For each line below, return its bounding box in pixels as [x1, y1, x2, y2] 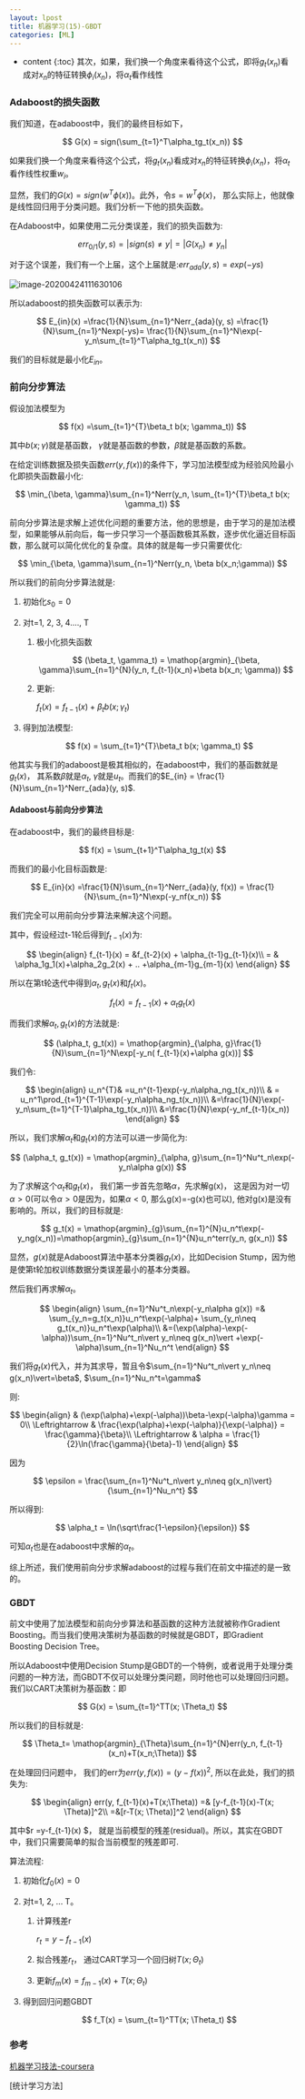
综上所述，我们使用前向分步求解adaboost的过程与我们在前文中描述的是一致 [9, 1562, 291, 1572]
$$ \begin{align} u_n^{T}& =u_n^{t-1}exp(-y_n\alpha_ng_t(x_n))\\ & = [25, 1084, 280, 1095]
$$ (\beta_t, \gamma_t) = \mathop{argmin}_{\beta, [72, 655, 261, 665]
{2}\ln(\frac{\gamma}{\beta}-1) [66, 1438, 182, 1449]
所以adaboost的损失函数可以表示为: [9, 297, 143, 309]
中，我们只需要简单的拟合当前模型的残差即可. [9, 1836, 180, 1847]
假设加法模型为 [9, 403, 65, 414]
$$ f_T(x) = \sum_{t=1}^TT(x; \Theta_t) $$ [81, 2014, 238, 2024]
